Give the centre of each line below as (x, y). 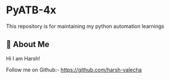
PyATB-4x (31, 10)
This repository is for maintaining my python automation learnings (85, 26)
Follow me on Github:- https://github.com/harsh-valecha (74, 70)
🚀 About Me (28, 44)
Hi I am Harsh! (23, 58)
